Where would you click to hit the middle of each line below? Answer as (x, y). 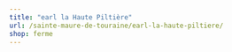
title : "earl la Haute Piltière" (71, 17)
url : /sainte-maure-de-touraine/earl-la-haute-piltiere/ (116, 26)
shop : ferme (31, 33)
